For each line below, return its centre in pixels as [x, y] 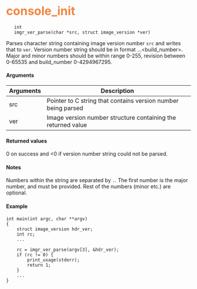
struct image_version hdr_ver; [55, 229]
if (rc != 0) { [35, 255]
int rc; [26, 234]
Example [17, 206]
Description [117, 91]
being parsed [65, 108]
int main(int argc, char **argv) [47, 219]
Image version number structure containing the [111, 117]
